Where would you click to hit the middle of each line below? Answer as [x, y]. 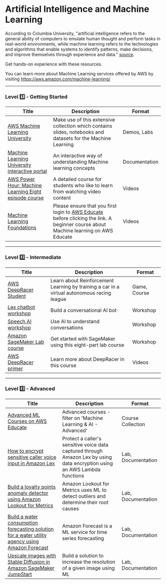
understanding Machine [81, 162]
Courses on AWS [27, 421]
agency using [23, 541]
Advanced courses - [86, 411]
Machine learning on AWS [83, 231]
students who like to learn [83, 185]
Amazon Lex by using [87, 457]
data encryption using [87, 463]
